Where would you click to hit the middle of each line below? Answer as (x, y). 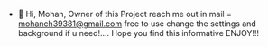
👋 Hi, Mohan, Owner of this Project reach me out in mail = (125, 14)
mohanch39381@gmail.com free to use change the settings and (137, 23)
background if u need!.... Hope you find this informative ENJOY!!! (139, 33)
